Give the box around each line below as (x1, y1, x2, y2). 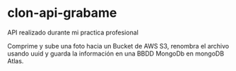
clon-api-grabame (7, 5, 117, 21)
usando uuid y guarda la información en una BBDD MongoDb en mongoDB (7, 49, 225, 58)
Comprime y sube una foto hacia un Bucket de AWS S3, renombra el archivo (7, 41, 230, 50)
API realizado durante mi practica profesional (7, 28, 139, 37)
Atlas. (7, 56, 24, 65)
